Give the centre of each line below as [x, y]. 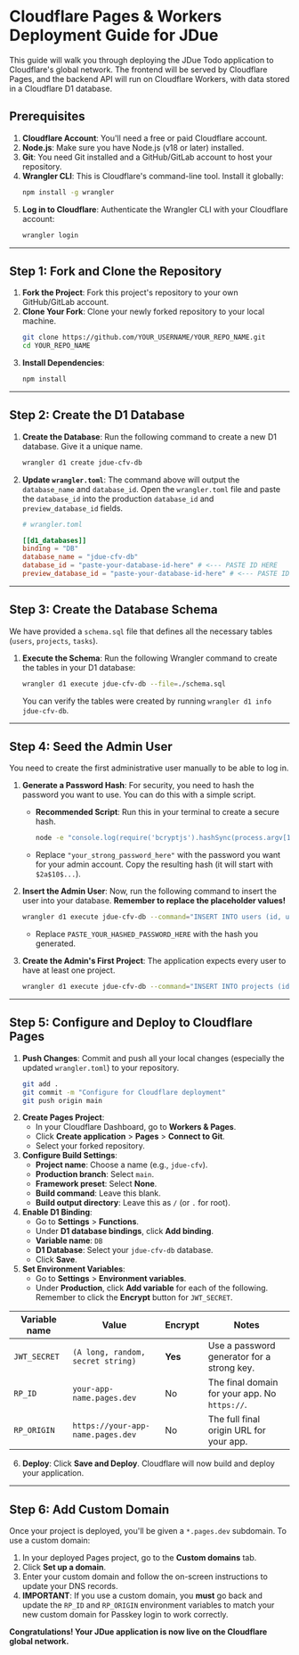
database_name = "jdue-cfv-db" [80, 557]
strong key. [231, 1368]
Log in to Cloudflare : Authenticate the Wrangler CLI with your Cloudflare [155, 209]
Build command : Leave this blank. [98, 1193]
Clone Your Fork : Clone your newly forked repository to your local [143, 312]
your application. [53, 1473]
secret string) [105, 1361]
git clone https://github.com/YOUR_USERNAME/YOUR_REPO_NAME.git [144, 338]
